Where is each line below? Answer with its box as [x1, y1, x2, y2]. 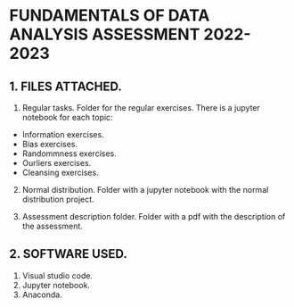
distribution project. [21, 194, 95, 204]
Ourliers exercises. [21, 158, 92, 168]
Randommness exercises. [21, 148, 118, 159]
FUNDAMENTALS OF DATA [9, 5, 210, 26]
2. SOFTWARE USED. [9, 246, 127, 261]
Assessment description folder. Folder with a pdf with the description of [21, 212, 286, 221]
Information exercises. [21, 129, 104, 139]
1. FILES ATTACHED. [9, 79, 122, 94]
